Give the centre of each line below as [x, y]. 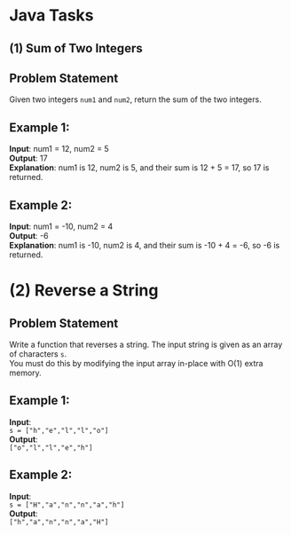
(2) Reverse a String [84, 291]
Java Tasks [52, 16]
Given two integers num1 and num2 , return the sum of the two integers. [135, 99]
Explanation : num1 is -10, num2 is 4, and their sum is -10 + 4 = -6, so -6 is [145, 246]
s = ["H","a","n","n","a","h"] [67, 505]
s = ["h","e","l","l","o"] [59, 430]
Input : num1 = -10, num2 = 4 [61, 226]
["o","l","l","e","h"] [51, 448]
